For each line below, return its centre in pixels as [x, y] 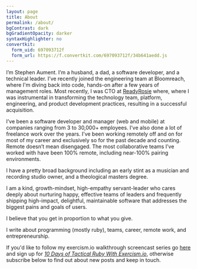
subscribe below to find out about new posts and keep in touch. [83, 260]
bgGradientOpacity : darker [39, 34]
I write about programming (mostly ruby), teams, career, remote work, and [96, 229]
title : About [22, 17]
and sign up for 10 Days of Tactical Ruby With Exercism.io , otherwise [90, 254]
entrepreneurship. [28, 236]
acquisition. [20, 110]
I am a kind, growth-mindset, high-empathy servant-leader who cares [91, 188]
